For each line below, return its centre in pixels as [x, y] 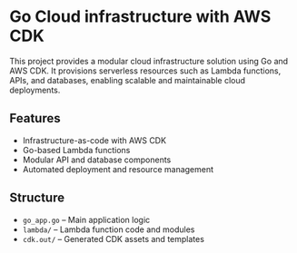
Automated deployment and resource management [118, 169]
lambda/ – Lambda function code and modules [109, 229]
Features [35, 118]
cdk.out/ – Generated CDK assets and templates [113, 238]
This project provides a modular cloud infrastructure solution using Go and [149, 61]
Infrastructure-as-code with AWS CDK [94, 140]
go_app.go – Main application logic [86, 219]
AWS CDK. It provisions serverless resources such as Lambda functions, [145, 71]
